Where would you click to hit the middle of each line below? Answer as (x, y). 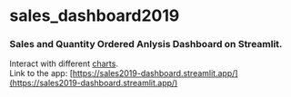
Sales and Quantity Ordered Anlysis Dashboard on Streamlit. (146, 44)
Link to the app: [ (41, 73)
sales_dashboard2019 (95, 16)
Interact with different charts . (64, 63)
